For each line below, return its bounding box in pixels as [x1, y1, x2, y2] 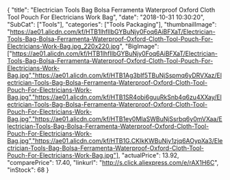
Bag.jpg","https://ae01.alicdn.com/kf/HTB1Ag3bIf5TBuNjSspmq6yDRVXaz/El [7, 71, 222, 79]
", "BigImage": [119, 42, 159, 50]
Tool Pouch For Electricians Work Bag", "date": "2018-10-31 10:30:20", [7, 13, 205, 21]
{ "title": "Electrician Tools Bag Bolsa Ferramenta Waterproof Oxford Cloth [7, 6, 216, 14]
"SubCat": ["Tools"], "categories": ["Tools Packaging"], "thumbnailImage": [7, 21, 217, 28]
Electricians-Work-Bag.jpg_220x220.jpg [7, 42, 120, 50]
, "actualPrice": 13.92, [118, 151, 179, 159]
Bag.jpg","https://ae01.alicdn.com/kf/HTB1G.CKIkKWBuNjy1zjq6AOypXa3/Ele [7, 137, 223, 144]
